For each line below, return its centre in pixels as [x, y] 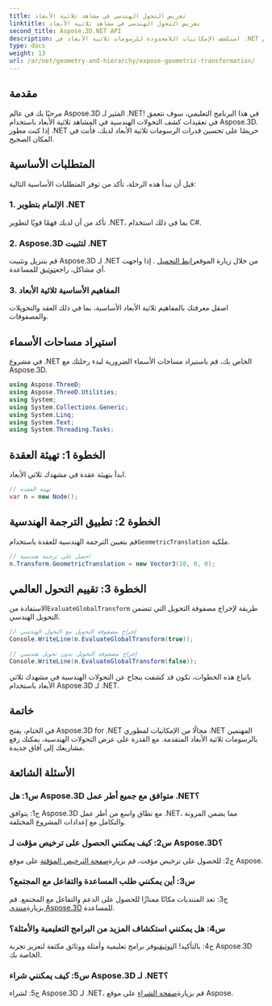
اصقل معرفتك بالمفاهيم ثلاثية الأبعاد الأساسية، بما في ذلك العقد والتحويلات [119, 308]
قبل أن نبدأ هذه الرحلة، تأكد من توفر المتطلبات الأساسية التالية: [103, 183]
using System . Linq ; [42, 415]
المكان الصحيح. [32, 139]
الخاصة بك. [26, 955]
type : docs [27, 46]
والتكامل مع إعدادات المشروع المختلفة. [68, 822]
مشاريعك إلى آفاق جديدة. [47, 747]
